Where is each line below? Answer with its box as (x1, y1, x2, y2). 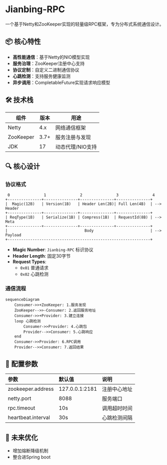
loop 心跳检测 (14, 319, 41, 324)
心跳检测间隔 (102, 414, 133, 421)
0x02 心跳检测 (20, 271, 49, 277)
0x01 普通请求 (20, 265, 49, 271)
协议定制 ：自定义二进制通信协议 (12, 67, 79, 73)
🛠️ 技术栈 (5, 96, 34, 105)
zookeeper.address (8, 385, 54, 392)
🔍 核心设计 (5, 162, 40, 171)
